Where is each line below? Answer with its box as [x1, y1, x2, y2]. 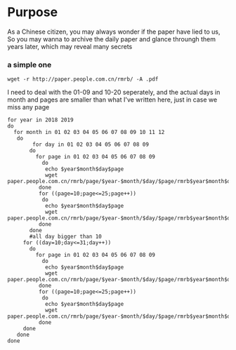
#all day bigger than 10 [29, 233, 102, 241]
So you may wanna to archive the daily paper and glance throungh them [7, 34, 216, 43]
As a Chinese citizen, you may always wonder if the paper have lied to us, [7, 27, 221, 36]
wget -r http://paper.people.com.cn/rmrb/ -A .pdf [7, 76, 159, 83]
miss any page [7, 103, 50, 112]
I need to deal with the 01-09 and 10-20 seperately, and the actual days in [7, 88, 221, 97]
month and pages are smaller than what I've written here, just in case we [7, 95, 218, 104]
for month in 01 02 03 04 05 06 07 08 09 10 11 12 [13, 129, 165, 136]
